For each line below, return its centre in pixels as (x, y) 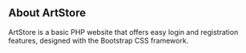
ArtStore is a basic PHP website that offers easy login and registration (123, 32)
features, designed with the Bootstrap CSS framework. (99, 40)
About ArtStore (47, 13)
